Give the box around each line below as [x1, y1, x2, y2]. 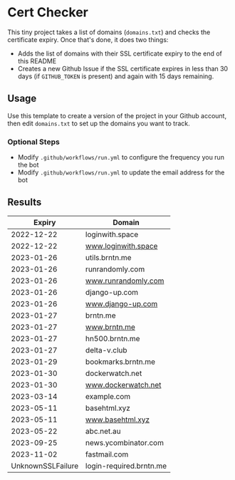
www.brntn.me [85, 322, 135, 332]
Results [7, 197, 42, 209]
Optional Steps [7, 137, 61, 147]
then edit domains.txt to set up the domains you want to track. [7, 119, 190, 127]
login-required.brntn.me [85, 461, 167, 471]
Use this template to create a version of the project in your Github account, [7, 111, 226, 120]
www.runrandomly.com [85, 276, 164, 286]
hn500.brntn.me [85, 333, 140, 343]
